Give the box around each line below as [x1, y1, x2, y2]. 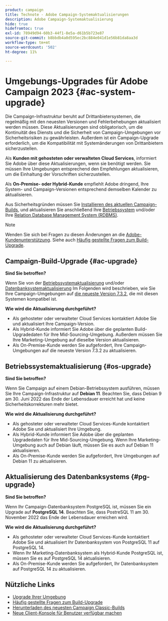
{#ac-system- [75, 86, 136, 98]
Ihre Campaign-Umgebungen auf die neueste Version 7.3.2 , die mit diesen [5, 291, 158, 297]
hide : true [5, 21, 28, 27]
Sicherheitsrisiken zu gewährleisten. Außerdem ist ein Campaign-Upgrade [5, 135, 159, 141]
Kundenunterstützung [5, 237, 50, 243]
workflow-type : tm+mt [5, 40, 51, 45]
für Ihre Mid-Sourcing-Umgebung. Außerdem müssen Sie [43, 331, 162, 337]
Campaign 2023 [5, 86, 74, 98]
